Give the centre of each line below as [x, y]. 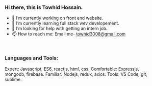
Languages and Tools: [31, 58]
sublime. [13, 79]
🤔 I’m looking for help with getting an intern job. [60, 29]
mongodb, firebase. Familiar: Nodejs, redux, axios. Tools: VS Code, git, [76, 74]
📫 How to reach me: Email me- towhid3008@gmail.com [69, 34]
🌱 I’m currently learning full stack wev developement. [65, 23]
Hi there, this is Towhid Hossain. [44, 7]
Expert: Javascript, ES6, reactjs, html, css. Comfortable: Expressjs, [72, 69]
